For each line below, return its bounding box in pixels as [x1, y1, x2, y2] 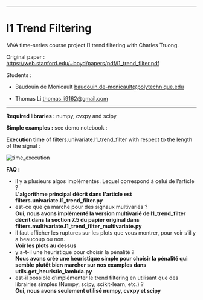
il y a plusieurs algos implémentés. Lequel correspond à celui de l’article [14, 177, 195, 185]
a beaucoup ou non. [14, 235, 65, 242]
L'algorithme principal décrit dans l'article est [14, 190, 132, 198]
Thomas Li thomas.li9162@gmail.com [14, 95, 109, 102]
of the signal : [6, 142, 40, 149]
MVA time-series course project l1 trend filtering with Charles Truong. [6, 41, 179, 48]
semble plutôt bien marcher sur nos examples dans [14, 261, 147, 268]
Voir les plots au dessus [14, 242, 77, 249]
